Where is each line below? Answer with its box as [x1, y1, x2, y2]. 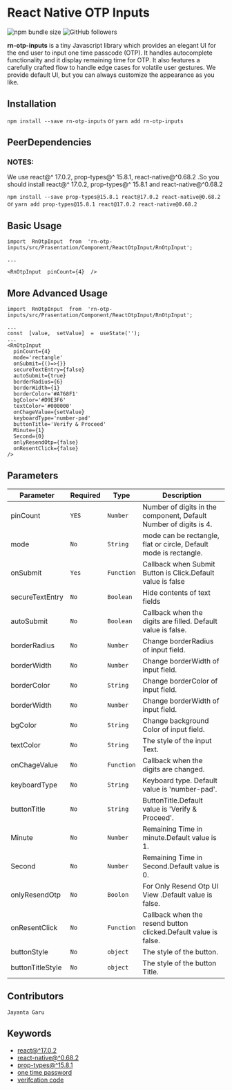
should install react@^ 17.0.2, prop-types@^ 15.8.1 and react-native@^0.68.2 [7, 180, 223, 188]
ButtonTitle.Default [142, 795, 204, 805]
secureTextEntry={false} [13, 366, 85, 373]
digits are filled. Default [142, 616, 217, 626]
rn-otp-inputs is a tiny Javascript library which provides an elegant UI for [7, 41, 216, 49]
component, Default [142, 510, 207, 520]
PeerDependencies [7, 136, 92, 148]
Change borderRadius [142, 636, 214, 645]
